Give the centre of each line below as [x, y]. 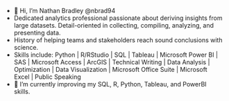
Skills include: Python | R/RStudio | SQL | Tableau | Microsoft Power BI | [116, 55]
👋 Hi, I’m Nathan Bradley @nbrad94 [65, 11]
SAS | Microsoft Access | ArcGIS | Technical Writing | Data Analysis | [112, 62]
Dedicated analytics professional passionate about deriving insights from [118, 18]
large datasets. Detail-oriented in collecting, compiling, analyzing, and [113, 25]
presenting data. [37, 33]
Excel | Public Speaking [47, 77]
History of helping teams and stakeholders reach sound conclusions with [118, 40]
